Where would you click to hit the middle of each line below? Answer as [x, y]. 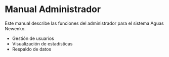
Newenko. [15, 28]
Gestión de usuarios [33, 38]
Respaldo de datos [32, 49]
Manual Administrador [53, 9]
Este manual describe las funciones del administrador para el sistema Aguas [84, 23]
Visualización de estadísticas [42, 43]
